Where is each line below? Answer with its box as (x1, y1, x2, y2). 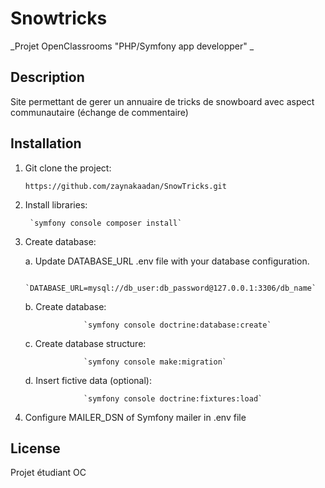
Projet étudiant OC (10, 467, 87, 479)
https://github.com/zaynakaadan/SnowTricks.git (24, 181, 227, 191)
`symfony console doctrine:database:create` (83, 320, 272, 330)
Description (10, 69, 85, 86)
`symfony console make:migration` (83, 357, 227, 367)
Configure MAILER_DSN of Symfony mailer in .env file (24, 411, 247, 423)
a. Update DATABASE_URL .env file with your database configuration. (24, 255, 310, 267)
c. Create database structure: (24, 337, 147, 349)
